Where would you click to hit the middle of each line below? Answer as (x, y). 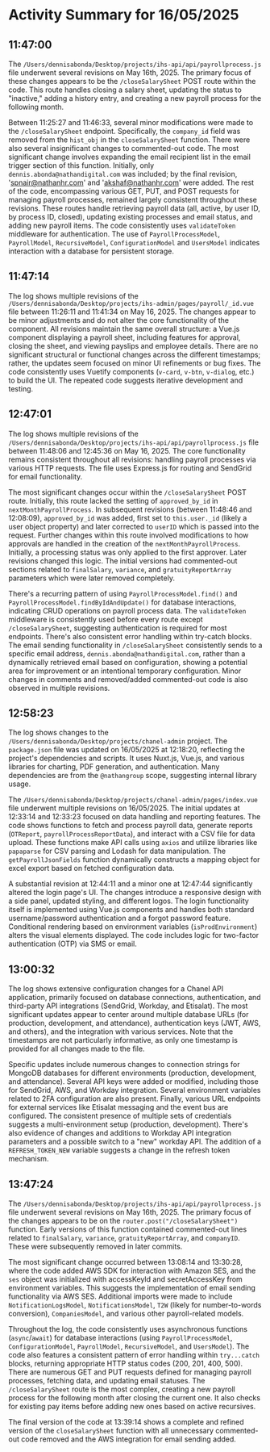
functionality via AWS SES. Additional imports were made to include (120, 1296)
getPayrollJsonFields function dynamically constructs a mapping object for (134, 860)
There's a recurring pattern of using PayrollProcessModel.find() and (123, 593)
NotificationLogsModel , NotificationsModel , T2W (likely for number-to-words (135, 1305)
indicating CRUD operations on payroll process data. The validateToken (127, 610)
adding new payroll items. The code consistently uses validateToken (122, 225)
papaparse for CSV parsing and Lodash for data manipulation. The (117, 851)
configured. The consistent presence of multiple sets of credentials (120, 1116)
